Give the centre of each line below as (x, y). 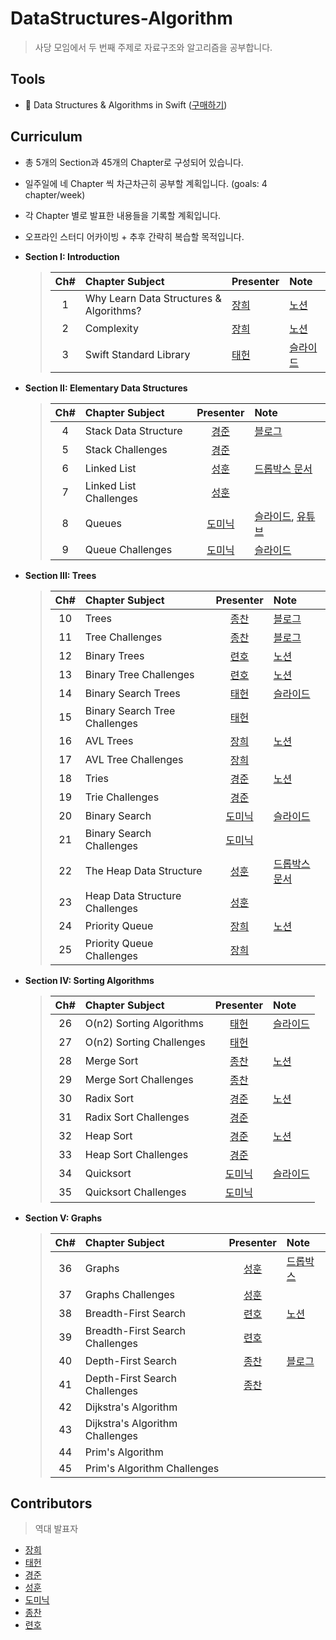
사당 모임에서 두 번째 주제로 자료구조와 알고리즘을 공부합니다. (153, 47)
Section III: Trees (60, 575)
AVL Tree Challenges (134, 759)
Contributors (51, 1503)
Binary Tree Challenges (139, 674)
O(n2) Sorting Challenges (145, 1042)
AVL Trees (109, 740)
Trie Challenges (122, 797)
